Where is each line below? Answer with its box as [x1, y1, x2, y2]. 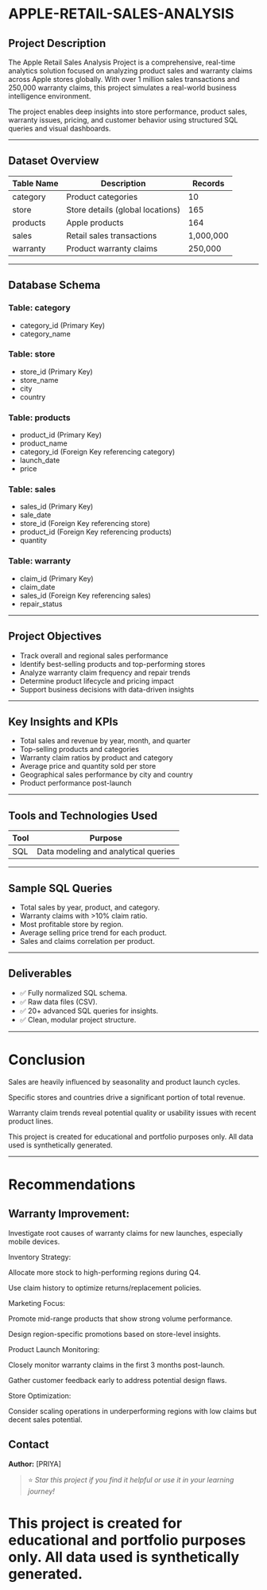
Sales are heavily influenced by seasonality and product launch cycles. [8, 1077, 241, 1086]
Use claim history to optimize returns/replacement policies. [8, 1283, 202, 1292]
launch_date [19, 455, 60, 466]
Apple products [66, 216, 124, 228]
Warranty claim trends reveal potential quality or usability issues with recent [8, 1108, 257, 1117]
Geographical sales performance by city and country [19, 770, 193, 780]
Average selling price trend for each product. [19, 928, 167, 937]
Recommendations [8, 1175, 136, 1194]
